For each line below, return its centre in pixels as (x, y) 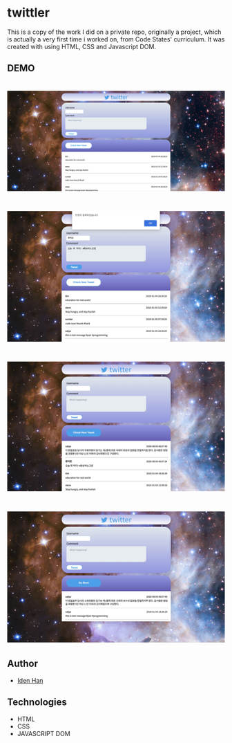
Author (22, 664)
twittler (29, 13)
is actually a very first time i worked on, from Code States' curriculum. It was (116, 39)
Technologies (37, 703)
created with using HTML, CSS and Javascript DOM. (82, 46)
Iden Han (30, 680)
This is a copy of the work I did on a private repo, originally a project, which (114, 32)
